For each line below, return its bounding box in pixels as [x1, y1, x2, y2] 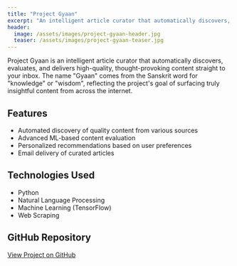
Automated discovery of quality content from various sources [17, 126, 198, 134]
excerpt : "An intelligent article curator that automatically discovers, [7, 17, 231, 24]
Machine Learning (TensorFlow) [17, 203, 112, 212]
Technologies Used [7, 169, 95, 181]
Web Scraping [17, 211, 60, 219]
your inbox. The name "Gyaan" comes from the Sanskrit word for [7, 72, 198, 80]
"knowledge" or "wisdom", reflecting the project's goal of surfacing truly [7, 79, 220, 87]
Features [7, 107, 48, 119]
